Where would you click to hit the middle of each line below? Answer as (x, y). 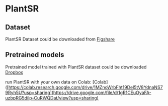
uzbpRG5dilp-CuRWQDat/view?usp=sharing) (52, 97)
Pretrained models (35, 55)
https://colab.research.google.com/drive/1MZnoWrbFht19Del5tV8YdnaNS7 (86, 87)
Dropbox (14, 72)
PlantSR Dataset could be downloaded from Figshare (60, 39)
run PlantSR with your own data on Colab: (48, 82)
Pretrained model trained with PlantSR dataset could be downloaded (76, 67)
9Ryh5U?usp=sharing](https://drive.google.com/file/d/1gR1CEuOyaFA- (78, 92)
